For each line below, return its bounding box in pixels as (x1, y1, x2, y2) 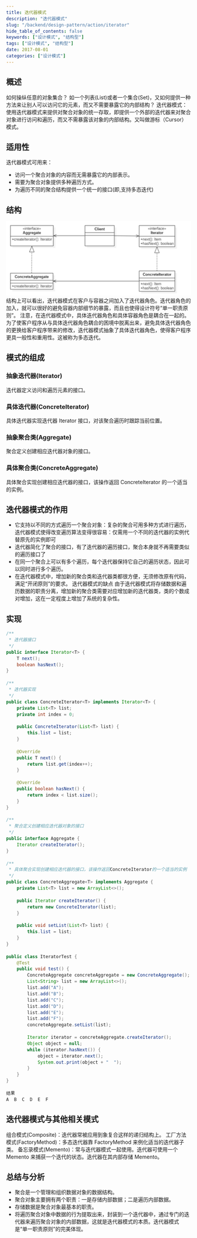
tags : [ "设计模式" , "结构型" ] (6, 41, 74, 47)
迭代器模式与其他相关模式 (6, 1114, 98, 1124)
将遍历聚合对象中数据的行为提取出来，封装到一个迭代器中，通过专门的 (14, 1211, 185, 1218)
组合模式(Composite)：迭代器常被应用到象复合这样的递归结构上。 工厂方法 (6, 1131, 186, 1138)
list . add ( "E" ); (27, 1009, 64, 1015)
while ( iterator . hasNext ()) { (27, 1047, 101, 1052)
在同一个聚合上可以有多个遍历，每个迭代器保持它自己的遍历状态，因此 (14, 558, 185, 565)
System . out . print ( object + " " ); (37, 1059, 122, 1065)
